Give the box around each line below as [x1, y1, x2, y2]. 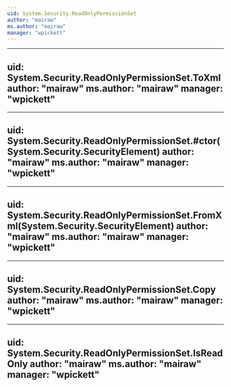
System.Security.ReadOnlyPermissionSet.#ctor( [7, 135, 221, 147]
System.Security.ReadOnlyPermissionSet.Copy [7, 284, 217, 296]
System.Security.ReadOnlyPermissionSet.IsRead [7, 347, 223, 359]
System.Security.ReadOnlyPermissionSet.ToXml [7, 71, 221, 83]
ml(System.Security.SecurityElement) [7, 221, 175, 232]
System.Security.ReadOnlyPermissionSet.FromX [7, 210, 223, 221]
